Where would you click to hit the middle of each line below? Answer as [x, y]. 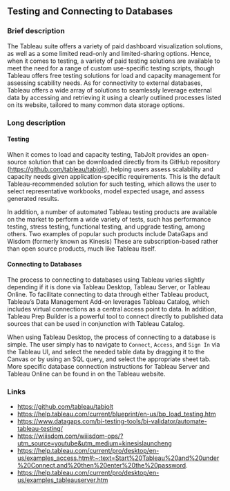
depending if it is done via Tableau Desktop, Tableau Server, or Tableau [109, 287]
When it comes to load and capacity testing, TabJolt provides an [99, 154]
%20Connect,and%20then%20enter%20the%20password [102, 465]
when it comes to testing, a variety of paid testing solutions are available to [114, 61]
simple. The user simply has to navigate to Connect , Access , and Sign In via [114, 345]
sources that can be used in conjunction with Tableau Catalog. [96, 324]
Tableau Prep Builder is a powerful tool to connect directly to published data [115, 316]
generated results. [33, 198]
